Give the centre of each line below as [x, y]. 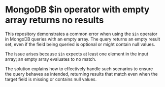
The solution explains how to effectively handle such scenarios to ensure [79, 69]
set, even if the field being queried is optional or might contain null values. [80, 44]
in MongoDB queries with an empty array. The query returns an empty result [82, 39]
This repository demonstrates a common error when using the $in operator [81, 34]
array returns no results [55, 20]
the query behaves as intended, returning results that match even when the [82, 74]
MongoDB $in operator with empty [77, 10]
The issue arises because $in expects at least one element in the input [77, 54]
